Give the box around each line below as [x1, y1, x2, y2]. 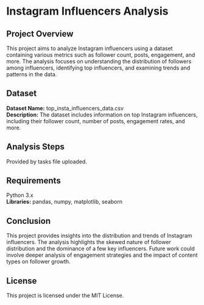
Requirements [6, 176, 61, 186]
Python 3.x [6, 192, 33, 199]
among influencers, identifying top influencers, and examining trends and [6, 64, 191, 71]
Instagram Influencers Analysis [6, 4, 169, 18]
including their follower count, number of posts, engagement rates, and [6, 117, 185, 124]
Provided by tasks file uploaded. [6, 157, 87, 165]
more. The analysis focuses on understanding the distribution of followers [6, 58, 192, 65]
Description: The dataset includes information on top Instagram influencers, [6, 111, 198, 118]
